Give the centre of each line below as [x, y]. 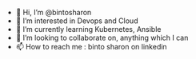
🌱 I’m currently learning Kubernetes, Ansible [88, 29]
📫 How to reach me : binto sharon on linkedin [91, 47]
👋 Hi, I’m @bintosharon [54, 12]
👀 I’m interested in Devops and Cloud [77, 21]
